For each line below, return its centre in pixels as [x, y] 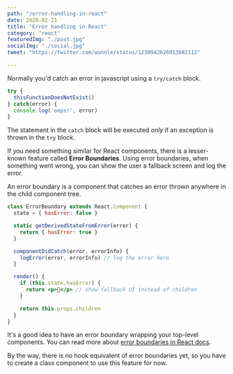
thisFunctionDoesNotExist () [54, 97]
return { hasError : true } [59, 232]
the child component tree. [44, 194]
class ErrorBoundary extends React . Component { [78, 207]
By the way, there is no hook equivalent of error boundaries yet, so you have [116, 356]
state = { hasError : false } [56, 213]
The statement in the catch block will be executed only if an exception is [111, 130]
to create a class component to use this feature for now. [87, 363]
